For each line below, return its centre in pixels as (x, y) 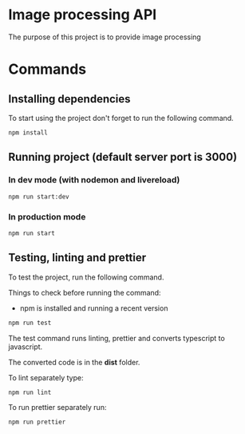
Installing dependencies (69, 99)
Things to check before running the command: (85, 292)
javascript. (26, 347)
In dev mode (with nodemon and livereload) (94, 180)
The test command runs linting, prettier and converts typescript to (117, 338)
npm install (28, 133)
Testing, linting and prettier (77, 258)
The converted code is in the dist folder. (74, 362)
